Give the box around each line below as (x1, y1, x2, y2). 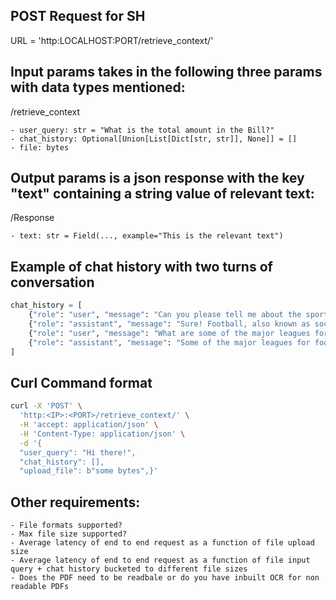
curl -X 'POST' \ (10, 401, 83, 411)
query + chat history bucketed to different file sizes (10, 564, 248, 574)
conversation (10, 274, 95, 291)
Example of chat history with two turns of (10, 258, 273, 275)
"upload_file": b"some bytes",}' (19, 466, 159, 476)
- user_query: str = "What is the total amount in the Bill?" (10, 125, 275, 135)
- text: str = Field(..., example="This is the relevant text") (10, 231, 284, 241)
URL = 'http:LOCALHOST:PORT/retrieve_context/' (10, 34, 214, 46)
